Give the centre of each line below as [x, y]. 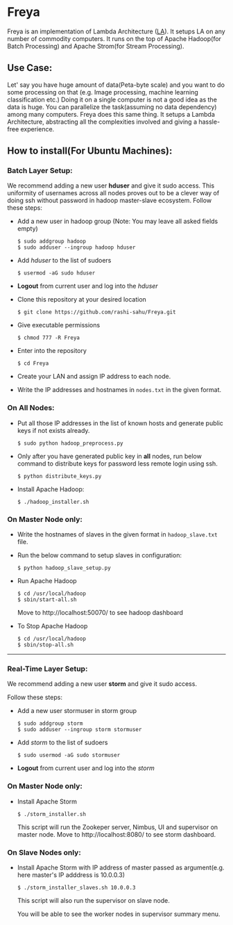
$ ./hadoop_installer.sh [53, 502]
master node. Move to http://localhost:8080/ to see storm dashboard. [116, 834]
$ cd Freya [33, 363]
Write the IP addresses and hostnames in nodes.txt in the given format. [119, 390]
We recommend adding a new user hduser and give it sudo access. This [111, 186]
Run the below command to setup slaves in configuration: [100, 555]
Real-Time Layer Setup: [48, 669]
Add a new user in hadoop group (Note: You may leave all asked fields [118, 221]
